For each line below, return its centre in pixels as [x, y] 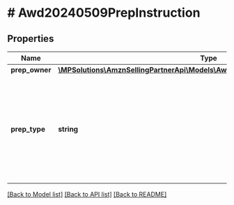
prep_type [28, 129]
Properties [31, 39]
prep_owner [31, 70]
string [68, 129]
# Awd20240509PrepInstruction [104, 13]
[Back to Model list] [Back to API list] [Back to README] [87, 194]
